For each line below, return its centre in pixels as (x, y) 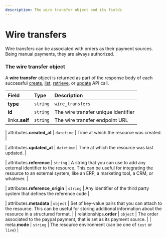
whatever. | (17, 178)
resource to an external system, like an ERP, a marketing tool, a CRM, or (79, 173)
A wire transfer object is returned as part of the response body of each (79, 78)
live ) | (12, 230)
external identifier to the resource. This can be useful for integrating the (79, 168)
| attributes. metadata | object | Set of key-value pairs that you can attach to (83, 203)
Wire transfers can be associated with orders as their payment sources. (79, 49)
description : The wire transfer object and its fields (64, 10)
